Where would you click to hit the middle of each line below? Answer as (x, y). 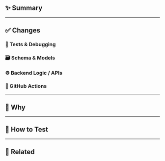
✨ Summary (24, 8)
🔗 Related (20, 152)
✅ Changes (23, 31)
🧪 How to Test (27, 130)
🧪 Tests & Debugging (30, 45)
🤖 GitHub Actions (26, 86)
